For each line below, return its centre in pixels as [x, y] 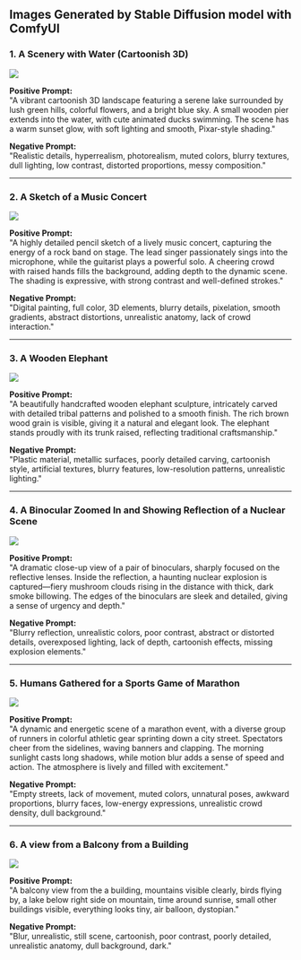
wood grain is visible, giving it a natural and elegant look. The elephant [139, 423]
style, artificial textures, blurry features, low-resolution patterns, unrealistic [147, 469]
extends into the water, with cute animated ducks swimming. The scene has [149, 119]
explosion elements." [48, 651]
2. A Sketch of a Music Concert [78, 196]
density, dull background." [57, 813]
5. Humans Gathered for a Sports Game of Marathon [125, 683]
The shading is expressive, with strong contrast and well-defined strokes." [146, 281]
